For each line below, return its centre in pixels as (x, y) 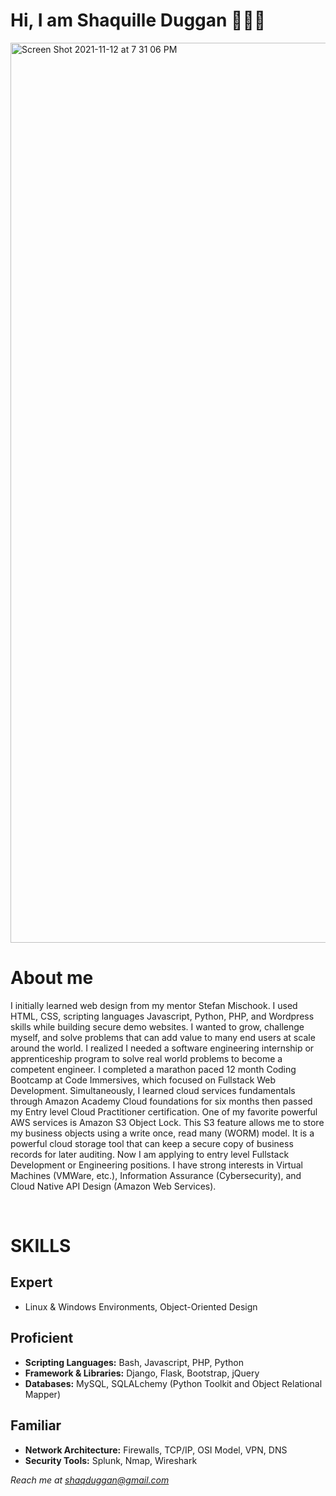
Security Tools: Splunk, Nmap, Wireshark (111, 1460)
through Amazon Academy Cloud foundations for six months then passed (161, 1101)
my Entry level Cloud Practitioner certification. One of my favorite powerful (164, 1111)
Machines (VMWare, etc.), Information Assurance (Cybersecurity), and (156, 1175)
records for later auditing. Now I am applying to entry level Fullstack (150, 1154)
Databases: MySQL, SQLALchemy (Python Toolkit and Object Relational (173, 1383)
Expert (31, 1282)
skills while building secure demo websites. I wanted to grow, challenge (157, 1026)
